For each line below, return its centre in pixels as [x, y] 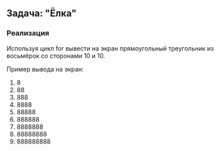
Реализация [28, 33]
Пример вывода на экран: [45, 69]
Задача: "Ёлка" [42, 14]
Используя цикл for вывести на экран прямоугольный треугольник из [110, 48]
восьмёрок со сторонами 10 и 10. [56, 55]
